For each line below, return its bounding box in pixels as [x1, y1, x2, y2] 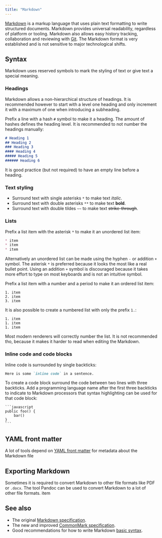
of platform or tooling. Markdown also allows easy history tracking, [5, 31, 138, 36]
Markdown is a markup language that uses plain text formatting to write [5, 20, 147, 26]
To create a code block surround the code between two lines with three [5, 380, 147, 386]
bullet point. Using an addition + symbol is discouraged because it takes [5, 266, 148, 272]
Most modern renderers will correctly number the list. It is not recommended [5, 333, 158, 340]
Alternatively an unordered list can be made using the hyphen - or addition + [5, 256, 157, 262]
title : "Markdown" [5, 7, 42, 12]
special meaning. [5, 73, 39, 79]
